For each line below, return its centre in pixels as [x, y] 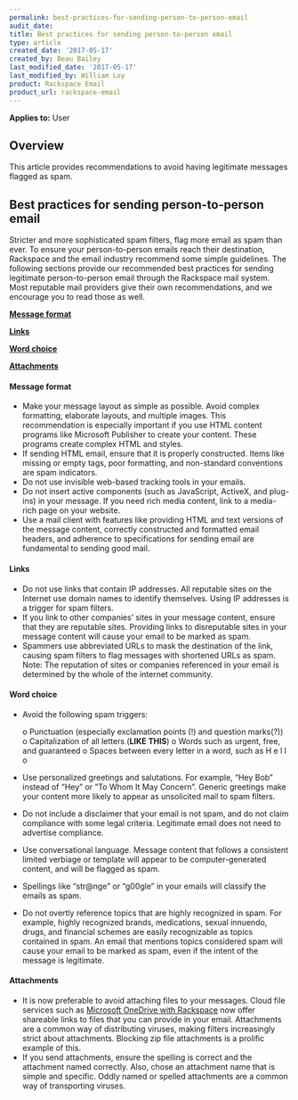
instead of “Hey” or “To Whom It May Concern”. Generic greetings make [154, 787]
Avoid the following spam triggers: [85, 714]
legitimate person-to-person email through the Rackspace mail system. [140, 278]
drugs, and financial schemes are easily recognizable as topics [137, 931]
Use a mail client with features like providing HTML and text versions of [153, 520]
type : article [36, 42]
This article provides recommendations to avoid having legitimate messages [149, 167]
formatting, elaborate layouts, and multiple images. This [124, 416]
